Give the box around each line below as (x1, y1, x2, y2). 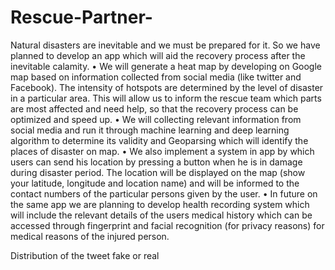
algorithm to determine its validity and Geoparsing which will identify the (10, 134, 309, 146)
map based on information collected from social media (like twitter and (10, 71, 302, 83)
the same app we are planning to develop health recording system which (10, 198, 310, 210)
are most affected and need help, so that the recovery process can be (10, 102, 299, 115)
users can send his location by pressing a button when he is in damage (10, 156, 303, 168)
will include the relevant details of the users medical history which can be (10, 209, 313, 221)
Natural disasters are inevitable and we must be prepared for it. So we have (10, 39, 321, 51)
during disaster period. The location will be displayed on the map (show (10, 166, 306, 178)
